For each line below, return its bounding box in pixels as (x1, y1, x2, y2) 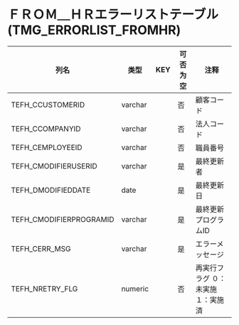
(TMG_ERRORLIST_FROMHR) (7, 22, 181, 38)
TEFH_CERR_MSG (11, 243, 71, 253)
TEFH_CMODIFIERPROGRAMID (11, 214, 115, 224)
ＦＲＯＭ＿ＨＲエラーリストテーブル (7, 6, 219, 23)
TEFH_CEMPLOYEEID (11, 142, 83, 152)
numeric (121, 284, 149, 294)
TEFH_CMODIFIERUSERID (11, 161, 97, 171)
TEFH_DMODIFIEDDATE (11, 185, 91, 195)
